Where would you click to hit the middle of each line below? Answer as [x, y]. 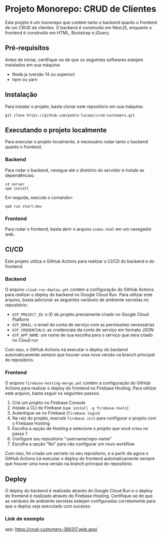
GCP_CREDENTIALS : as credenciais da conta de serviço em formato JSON [83, 330]
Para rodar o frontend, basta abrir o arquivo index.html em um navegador [78, 229]
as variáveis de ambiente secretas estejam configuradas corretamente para [80, 501]
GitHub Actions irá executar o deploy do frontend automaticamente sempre [80, 459]
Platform [21, 319]
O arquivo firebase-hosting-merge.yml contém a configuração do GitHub [78, 383]
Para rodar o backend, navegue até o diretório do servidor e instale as [75, 170]
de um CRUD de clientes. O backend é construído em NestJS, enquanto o [79, 27]
